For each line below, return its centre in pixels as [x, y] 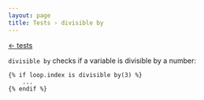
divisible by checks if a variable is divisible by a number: [102, 61]
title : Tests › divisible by [56, 23]
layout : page [30, 15]
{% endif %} [28, 89]
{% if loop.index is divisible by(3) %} [76, 75]
